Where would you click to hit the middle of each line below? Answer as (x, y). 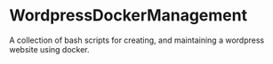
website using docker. (50, 49)
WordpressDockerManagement (128, 16)
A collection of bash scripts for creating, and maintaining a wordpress (137, 40)
